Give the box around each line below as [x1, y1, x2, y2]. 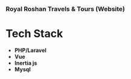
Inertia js [14, 59, 37, 66]
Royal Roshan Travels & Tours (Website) [5, 5, 125, 13]
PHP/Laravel [14, 47, 46, 54]
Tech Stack [5, 27, 63, 41]
